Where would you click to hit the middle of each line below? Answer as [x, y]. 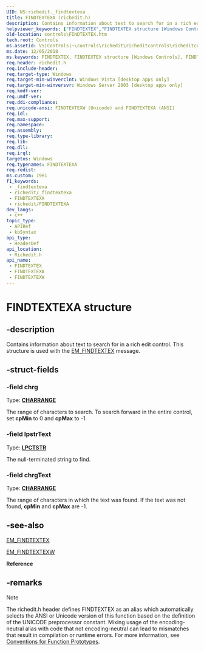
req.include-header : [32, 68]
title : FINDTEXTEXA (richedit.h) [49, 18]
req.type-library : [29, 136]
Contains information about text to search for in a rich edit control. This [95, 344]
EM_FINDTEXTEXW [31, 552]
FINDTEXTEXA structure [69, 307]
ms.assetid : [21, 46]
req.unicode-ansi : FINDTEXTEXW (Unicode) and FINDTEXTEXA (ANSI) [90, 108]
